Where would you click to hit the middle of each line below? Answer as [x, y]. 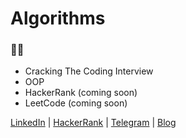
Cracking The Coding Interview [89, 71]
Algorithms [58, 18]
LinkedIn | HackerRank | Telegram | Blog [93, 123]
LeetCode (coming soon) [76, 103]
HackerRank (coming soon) [81, 93]
